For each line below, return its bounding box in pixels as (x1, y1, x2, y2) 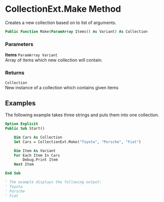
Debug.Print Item (23, 157, 58, 162)
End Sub (5, 171, 21, 176)
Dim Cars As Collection (14, 135, 63, 140)
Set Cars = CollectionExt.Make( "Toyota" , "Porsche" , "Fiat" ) (14, 139, 141, 144)
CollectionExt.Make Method (5, 3, 121, 15)
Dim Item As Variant (14, 148, 56, 153)
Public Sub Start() (5, 126, 45, 131)
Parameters (5, 41, 33, 48)
